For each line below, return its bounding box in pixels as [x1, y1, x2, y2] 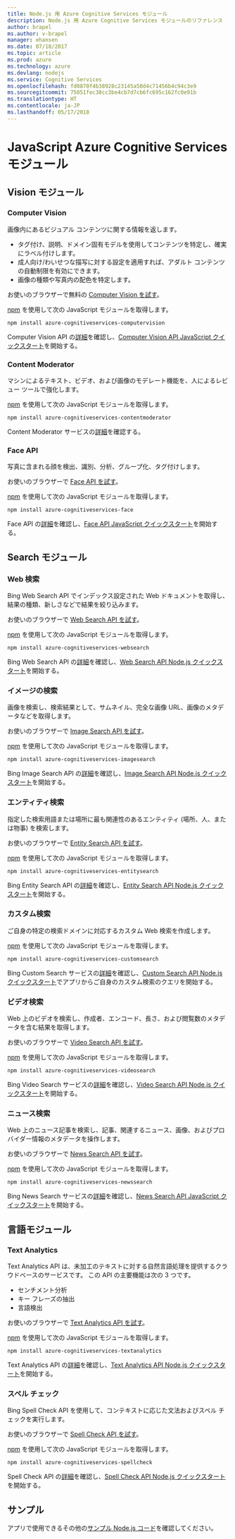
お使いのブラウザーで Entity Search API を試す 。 [7, 839, 146, 847]
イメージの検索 [7, 686, 58, 695]
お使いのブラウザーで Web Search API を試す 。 [7, 615, 144, 623]
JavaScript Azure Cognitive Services [7, 139, 227, 155]
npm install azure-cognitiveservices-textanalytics [7, 1348, 162, 1355]
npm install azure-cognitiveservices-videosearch [7, 1067, 156, 1074]
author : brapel [7, 23, 52, 30]
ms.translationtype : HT [7, 96, 77, 103]
